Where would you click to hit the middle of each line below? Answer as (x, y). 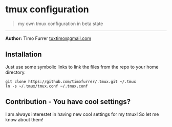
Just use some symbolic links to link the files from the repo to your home (82, 67)
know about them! (24, 119)
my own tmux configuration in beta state (60, 24)
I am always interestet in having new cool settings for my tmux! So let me (82, 114)
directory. (15, 72)
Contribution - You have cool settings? (68, 102)
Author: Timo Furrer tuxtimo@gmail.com (48, 38)
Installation (24, 55)
